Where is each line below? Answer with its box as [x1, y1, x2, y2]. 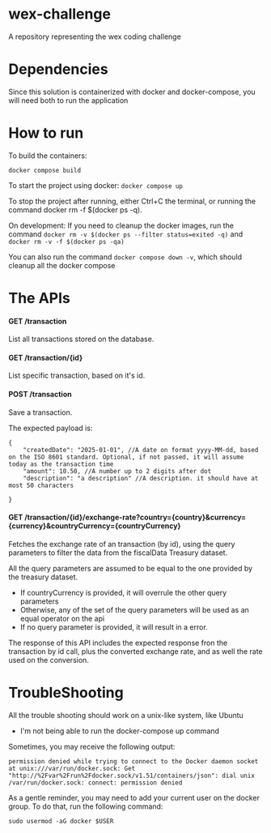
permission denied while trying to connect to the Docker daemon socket [8, 757, 259, 766]
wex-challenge [8, 5, 112, 23]
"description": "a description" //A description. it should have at [23, 474, 259, 482]
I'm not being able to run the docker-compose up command [19, 726, 220, 736]
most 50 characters [8, 481, 74, 489]
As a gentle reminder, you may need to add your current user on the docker [8, 792, 260, 802]
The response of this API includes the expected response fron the [8, 638, 228, 647]
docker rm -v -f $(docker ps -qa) [8, 237, 125, 246]
